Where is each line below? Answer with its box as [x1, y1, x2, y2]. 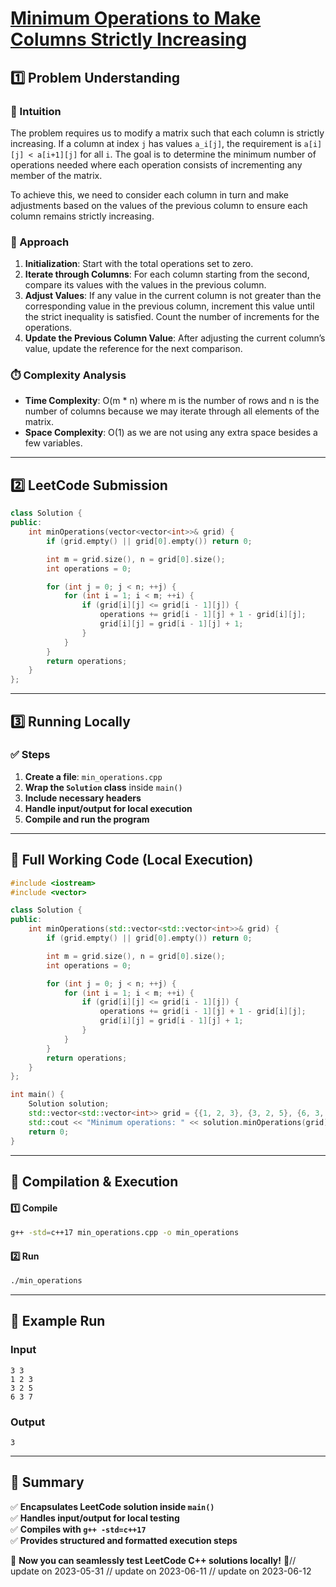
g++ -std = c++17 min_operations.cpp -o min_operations [10, 1228, 240, 1238]
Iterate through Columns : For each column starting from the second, [24, 268, 310, 281]
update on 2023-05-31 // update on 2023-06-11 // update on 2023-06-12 [10, 1565, 312, 1577]
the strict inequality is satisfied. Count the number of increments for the [24, 311, 320, 323]
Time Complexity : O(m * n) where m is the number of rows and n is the [24, 395, 320, 407]
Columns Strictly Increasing [10, 28, 248, 51]
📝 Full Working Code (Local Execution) [10, 852, 254, 869]
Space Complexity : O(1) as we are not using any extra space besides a [24, 427, 318, 439]
